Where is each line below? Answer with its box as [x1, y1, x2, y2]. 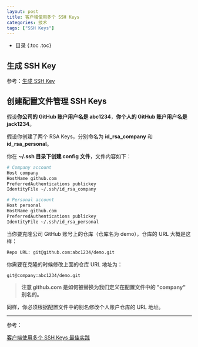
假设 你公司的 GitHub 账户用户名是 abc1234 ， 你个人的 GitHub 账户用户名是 [6, 113, 187, 120]
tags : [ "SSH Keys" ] [6, 25, 55, 31]
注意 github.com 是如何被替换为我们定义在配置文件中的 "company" [21, 283, 186, 291]
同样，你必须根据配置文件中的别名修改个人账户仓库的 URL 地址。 [6, 303, 164, 311]
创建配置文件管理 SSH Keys [6, 96, 107, 106]
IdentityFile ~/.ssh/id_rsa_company [6, 186, 96, 192]
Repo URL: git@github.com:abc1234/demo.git [6, 249, 115, 255]
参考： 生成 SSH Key [6, 78, 55, 85]
